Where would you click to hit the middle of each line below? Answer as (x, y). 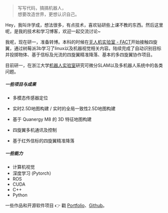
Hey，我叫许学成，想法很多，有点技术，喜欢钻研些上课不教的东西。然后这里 (84, 25)
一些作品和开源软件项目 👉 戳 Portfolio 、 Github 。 (56, 205)
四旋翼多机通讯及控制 (34, 130)
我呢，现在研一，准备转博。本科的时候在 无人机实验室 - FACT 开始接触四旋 (81, 42)
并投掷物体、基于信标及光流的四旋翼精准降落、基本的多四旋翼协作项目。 (80, 55)
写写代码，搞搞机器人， (42, 8)
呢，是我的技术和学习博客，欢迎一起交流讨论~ (53, 31)
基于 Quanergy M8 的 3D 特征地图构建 (52, 119)
